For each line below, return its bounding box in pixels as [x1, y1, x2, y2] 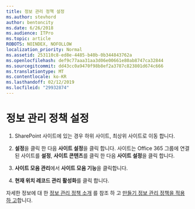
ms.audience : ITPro [6, 30, 54, 36]
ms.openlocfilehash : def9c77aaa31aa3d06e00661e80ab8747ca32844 [6, 57, 164, 63]
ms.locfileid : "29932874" [6, 85, 69, 91]
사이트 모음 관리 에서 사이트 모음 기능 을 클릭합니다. [14, 165, 128, 172]
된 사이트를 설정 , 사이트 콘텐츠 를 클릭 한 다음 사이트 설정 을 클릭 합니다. [14, 152, 175, 159]
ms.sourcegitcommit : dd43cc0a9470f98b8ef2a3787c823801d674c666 [6, 63, 164, 69]
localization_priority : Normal [6, 47, 83, 53]
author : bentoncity [6, 19, 54, 25]
